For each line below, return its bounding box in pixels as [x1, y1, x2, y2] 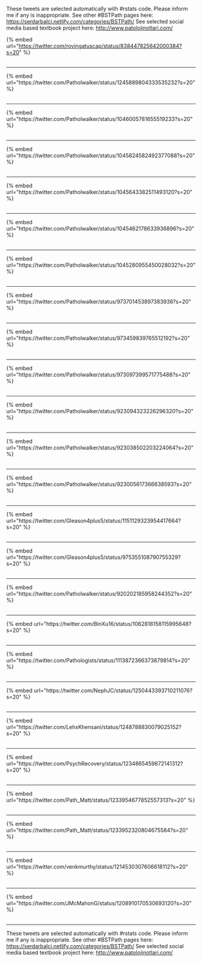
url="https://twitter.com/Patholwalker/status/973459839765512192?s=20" [6, 334, 191, 342]
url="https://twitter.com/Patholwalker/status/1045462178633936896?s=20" [6, 225, 195, 232]
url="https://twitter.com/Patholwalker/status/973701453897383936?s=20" [6, 298, 191, 305]
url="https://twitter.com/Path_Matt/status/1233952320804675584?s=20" [6, 826, 188, 834]
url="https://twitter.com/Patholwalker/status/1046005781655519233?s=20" [6, 116, 193, 122]
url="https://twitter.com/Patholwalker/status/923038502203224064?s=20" [6, 444, 194, 451]
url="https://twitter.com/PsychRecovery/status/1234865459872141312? [6, 760, 183, 767]
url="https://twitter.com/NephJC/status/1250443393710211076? [34, 687, 193, 694]
